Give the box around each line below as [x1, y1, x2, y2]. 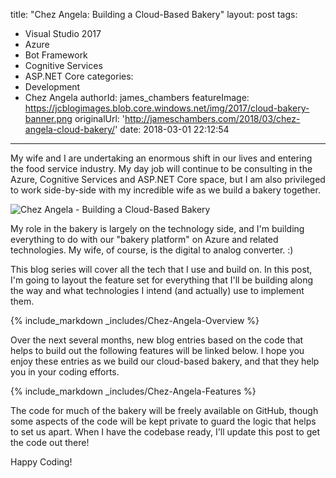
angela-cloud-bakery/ [24, 124, 116, 135]
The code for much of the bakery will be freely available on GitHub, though [10, 405, 319, 416]
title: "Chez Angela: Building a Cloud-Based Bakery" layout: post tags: [10, 9, 298, 20]
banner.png [24, 113, 73, 124]
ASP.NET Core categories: [24, 70, 134, 82]
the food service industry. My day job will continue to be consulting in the [10, 163, 313, 174]
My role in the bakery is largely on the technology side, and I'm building [10, 223, 305, 234]
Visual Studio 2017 [24, 28, 102, 39]
